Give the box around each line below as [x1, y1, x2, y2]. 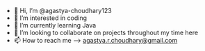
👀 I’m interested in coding [13, 14, 88, 22]
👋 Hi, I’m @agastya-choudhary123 [13, 7, 113, 14]
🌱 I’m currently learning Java [13, 21, 97, 29]
